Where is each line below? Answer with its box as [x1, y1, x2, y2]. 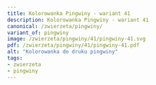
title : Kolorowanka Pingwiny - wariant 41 [7, 10, 131, 17]
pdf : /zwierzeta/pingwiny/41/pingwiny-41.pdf [7, 42, 140, 49]
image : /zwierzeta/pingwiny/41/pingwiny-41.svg [7, 36, 146, 42]
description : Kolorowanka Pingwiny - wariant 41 [7, 16, 149, 23]
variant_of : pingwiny [7, 29, 69, 36]
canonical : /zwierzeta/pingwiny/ [7, 23, 103, 29]
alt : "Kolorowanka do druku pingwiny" [7, 49, 118, 56]
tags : [7, 55, 23, 62]
